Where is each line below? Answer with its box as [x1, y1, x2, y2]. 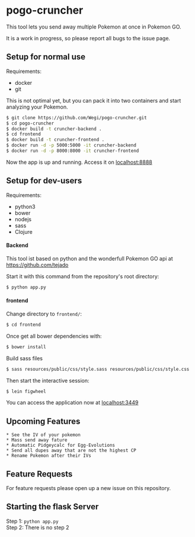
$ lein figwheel [6, 388, 46, 395]
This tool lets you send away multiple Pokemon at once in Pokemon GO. [6, 23, 182, 30]
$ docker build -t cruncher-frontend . [6, 137, 105, 143]
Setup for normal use [6, 52, 86, 62]
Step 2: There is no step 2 [6, 523, 69, 531]
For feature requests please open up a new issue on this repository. [6, 485, 171, 492]
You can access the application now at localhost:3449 [6, 399, 139, 406]
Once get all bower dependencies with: [6, 332, 102, 339]
